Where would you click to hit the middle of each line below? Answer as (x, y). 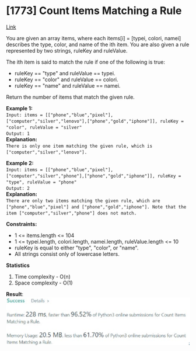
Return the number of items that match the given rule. (71, 97)
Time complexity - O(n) (43, 276)
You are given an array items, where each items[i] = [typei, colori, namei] (94, 38)
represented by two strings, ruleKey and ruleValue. (67, 50)
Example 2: (20, 163)
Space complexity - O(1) (43, 283)
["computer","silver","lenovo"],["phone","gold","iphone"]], (82, 121)
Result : (15, 294)
